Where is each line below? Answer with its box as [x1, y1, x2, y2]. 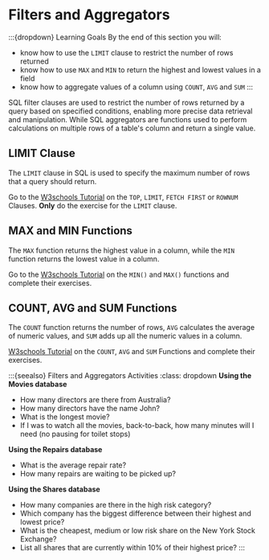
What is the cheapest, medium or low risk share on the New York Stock [19, 525, 255, 536]
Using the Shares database [8, 484, 100, 494]
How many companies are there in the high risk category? [19, 500, 212, 510]
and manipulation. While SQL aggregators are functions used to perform [8, 114, 247, 124]
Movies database [8, 380, 67, 389]
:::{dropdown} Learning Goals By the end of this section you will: [8, 32, 222, 42]
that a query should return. [8, 176, 97, 186]
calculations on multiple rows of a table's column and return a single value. [8, 123, 256, 133]
